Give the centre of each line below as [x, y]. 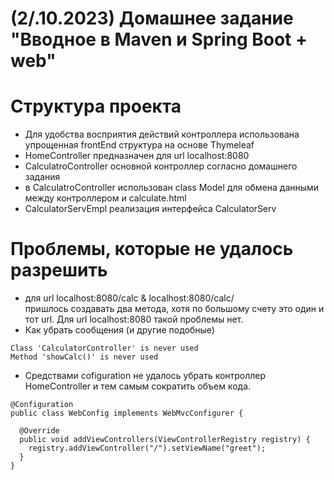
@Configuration [42, 405]
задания [42, 177]
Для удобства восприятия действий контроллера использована [162, 134]
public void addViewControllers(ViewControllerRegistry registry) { [165, 440]
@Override [39, 431]
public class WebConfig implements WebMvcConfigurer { [127, 413]
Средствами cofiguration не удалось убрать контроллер [145, 376]
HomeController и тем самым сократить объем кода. [138, 386]
